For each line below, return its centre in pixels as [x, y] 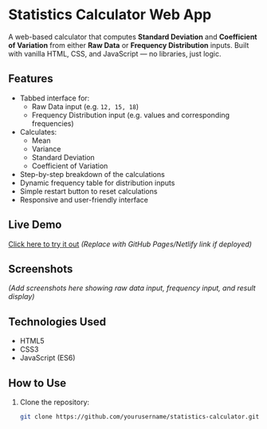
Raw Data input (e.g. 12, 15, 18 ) [85, 106]
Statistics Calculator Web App [110, 15]
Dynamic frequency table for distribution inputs [97, 183]
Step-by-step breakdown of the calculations [92, 174]
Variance [46, 148]
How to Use [37, 383]
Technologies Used [57, 322]
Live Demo [35, 225]
